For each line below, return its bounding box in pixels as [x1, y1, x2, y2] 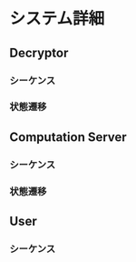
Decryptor [9, 45, 69, 60]
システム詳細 [9, 8, 105, 29]
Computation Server [9, 129, 127, 145]
